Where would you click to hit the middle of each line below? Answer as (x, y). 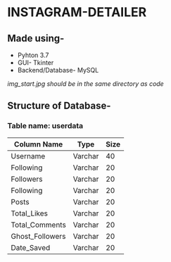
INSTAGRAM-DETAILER (77, 12)
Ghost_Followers (38, 236)
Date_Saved (31, 247)
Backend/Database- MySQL (58, 70)
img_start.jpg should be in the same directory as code (85, 84)
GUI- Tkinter (36, 63)
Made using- (36, 38)
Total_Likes (29, 213)
